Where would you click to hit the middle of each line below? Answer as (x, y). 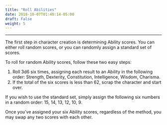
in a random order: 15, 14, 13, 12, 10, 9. (44, 102)
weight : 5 (15, 23)
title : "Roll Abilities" (31, 10)
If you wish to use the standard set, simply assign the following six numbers (83, 97)
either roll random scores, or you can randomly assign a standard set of (79, 47)
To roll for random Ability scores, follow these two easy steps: (68, 62)
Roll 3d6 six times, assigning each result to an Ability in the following (83, 72)
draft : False (19, 19)
